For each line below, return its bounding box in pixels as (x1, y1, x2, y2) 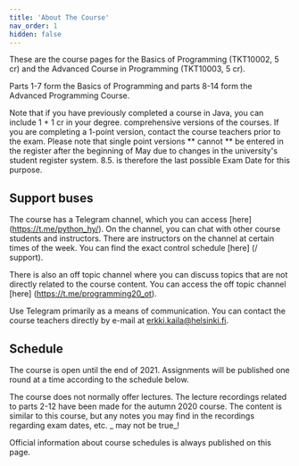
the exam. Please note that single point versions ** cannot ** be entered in (9, 136, 284, 147)
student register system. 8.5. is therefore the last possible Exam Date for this (9, 155, 290, 166)
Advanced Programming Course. (9, 90, 130, 101)
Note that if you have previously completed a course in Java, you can (9, 108, 264, 119)
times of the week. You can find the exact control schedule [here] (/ (9, 243, 258, 254)
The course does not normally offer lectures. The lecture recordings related (9, 392, 287, 402)
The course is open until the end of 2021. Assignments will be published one (9, 365, 290, 375)
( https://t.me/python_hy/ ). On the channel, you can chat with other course (9, 224, 281, 235)
